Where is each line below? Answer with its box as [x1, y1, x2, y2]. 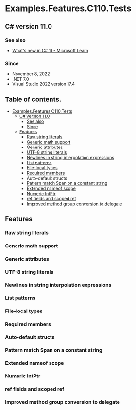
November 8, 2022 [12, 71, 50, 77]
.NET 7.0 [12, 76, 29, 82]
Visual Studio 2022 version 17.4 [12, 81, 75, 87]
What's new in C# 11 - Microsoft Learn [12, 48, 89, 53]
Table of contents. [5, 95, 62, 103]
